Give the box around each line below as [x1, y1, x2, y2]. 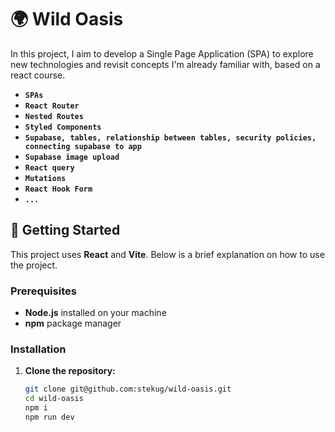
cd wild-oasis [24, 394, 84, 404]
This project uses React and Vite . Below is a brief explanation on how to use [10, 248, 325, 260]
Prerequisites [10, 284, 77, 298]
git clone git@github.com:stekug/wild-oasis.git [24, 384, 232, 395]
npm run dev [24, 412, 75, 422]
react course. [10, 69, 66, 81]
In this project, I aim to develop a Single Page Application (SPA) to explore [10, 47, 314, 60]
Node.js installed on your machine [24, 307, 167, 319]
